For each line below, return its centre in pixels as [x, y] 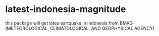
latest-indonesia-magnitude [66, 9]
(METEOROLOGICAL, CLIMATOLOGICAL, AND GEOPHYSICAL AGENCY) [80, 28]
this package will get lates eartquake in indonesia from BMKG [69, 23]
